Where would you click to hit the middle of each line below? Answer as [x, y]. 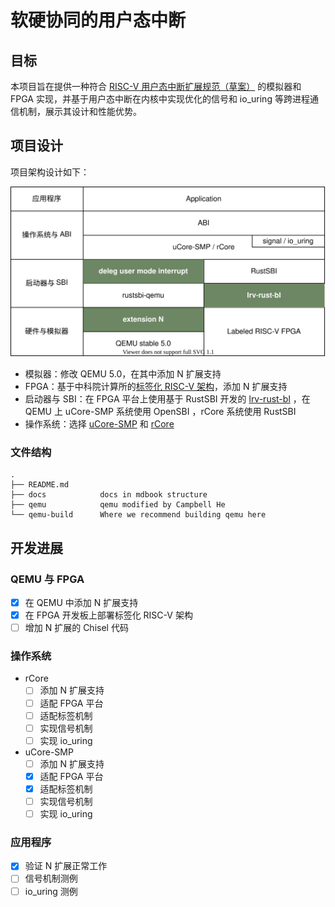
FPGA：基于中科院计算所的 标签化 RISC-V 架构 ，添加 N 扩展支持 [156, 386]
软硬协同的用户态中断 [98, 20]
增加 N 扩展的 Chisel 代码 [76, 628]
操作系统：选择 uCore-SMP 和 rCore [99, 423]
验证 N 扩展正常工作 [66, 866]
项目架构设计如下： [50, 172]
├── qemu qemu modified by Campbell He [118, 505]
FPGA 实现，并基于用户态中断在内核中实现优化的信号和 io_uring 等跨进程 [160, 99]
